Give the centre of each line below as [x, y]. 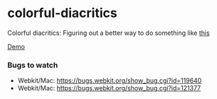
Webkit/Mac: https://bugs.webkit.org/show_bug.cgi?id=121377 [109, 88]
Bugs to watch [33, 65]
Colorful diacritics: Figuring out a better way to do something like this [108, 33]
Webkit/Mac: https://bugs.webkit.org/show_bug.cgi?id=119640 [110, 80]
